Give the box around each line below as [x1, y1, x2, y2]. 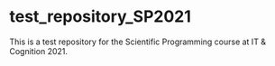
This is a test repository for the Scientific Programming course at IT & [9, 36, 267, 47]
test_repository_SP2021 [9, 6, 192, 27]
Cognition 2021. [9, 45, 69, 56]
